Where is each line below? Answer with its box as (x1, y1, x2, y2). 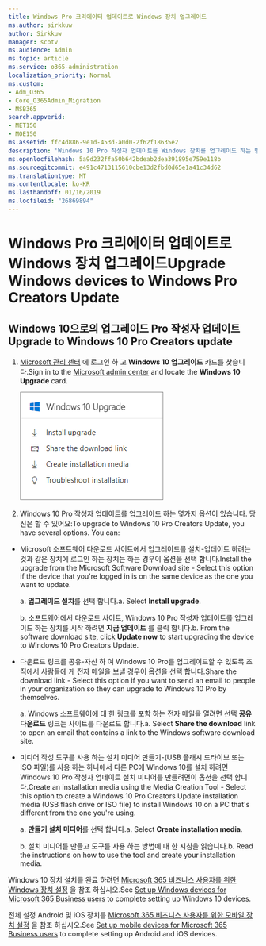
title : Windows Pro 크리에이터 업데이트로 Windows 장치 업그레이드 (8, 13, 207, 21)
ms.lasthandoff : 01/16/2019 (8, 189, 101, 197)
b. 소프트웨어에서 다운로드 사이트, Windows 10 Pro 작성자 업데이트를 (19, 613, 234, 622)
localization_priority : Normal (8, 71, 112, 79)
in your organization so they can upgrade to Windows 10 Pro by (19, 683, 227, 694)
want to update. (19, 579, 71, 589)
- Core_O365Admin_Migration (8, 96, 101, 105)
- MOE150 (8, 130, 37, 138)
